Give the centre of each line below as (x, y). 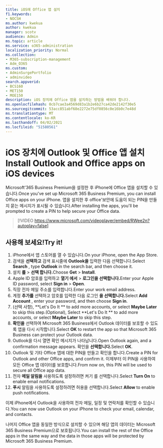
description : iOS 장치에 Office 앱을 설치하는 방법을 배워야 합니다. (68, 100)
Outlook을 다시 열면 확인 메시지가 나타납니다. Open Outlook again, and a (82, 341)
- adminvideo (19, 77)
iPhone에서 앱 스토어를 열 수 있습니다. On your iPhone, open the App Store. (85, 255)
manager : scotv (21, 32)
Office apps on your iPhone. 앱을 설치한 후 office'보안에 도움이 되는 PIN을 (77, 200)
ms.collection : (21, 55)
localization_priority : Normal (37, 50)
